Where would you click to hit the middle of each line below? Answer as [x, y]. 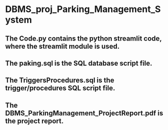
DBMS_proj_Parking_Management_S [83, 9]
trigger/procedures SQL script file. [60, 88]
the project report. [35, 121]
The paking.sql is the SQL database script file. [79, 63]
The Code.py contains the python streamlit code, [83, 38]
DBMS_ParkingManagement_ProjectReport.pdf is [84, 113]
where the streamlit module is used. [62, 46]
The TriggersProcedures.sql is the [60, 81]
